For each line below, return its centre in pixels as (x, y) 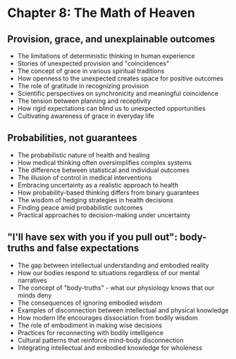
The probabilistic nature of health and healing (83, 155)
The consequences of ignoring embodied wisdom (90, 303)
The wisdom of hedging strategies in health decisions (95, 200)
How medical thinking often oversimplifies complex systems (105, 162)
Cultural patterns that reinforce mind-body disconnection (100, 340)
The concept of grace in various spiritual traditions (91, 71)
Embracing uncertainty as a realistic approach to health (98, 185)
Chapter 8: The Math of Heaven (101, 13)
